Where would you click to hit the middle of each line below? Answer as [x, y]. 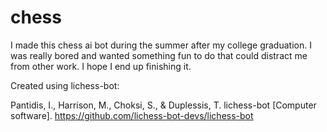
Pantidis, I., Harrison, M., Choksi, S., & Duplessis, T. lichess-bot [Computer [163, 105]
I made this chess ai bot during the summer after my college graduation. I [161, 45]
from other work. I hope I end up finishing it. [101, 66]
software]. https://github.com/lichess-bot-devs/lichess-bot [132, 115]
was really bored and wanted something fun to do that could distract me [159, 55]
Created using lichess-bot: [65, 85]
